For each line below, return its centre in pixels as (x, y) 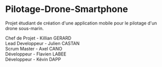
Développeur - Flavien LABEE (36, 54)
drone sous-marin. (24, 28)
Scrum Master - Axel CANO (34, 48)
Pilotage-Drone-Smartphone (67, 9)
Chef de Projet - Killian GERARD (38, 38)
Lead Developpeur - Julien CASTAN (42, 43)
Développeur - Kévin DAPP (33, 59)
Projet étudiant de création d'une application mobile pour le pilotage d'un (81, 23)
